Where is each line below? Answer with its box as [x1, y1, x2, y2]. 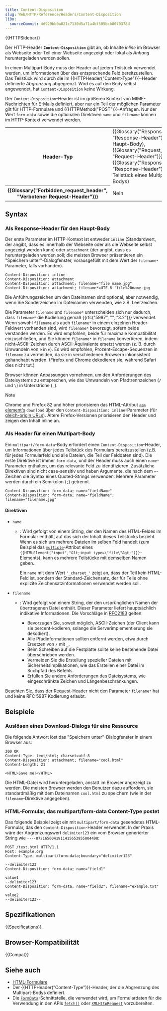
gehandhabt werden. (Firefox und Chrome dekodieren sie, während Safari [5, 357, 157, 363]
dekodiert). [27, 630, 50, 636]
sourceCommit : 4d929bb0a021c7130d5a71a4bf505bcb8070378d [9, 21, 130, 26]
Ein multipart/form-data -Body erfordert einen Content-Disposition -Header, [5, 441, 162, 447]
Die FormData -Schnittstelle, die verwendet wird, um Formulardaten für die [12, 995, 162, 1001]
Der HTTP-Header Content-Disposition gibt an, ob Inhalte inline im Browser [5, 44, 161, 50]
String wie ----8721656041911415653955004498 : [5, 835, 100, 841]
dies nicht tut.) [5, 362, 35, 368]
